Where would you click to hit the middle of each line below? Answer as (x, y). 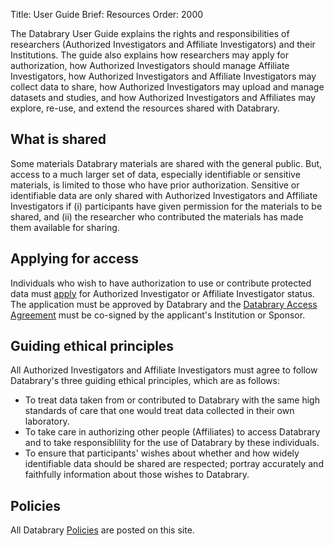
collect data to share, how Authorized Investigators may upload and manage (167, 87)
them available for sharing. (65, 227)
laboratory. (47, 421)
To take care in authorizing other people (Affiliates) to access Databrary (172, 432)
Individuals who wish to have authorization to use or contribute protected (161, 283)
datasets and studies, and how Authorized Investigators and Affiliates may (163, 97)
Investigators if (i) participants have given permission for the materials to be (166, 206)
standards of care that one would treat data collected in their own (159, 411)
